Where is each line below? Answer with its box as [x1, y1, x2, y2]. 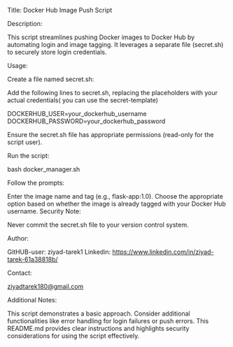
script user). [7, 138, 43, 146]
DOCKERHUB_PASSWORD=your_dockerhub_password [7, 117, 166, 125]
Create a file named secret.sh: [7, 75, 94, 83]
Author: [7, 234, 29, 242]
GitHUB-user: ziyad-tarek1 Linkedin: [7, 248, 111, 256]
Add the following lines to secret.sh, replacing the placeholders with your [7, 89, 218, 97]
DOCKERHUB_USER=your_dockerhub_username [7, 110, 147, 118]
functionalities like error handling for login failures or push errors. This [7, 317, 209, 325]
